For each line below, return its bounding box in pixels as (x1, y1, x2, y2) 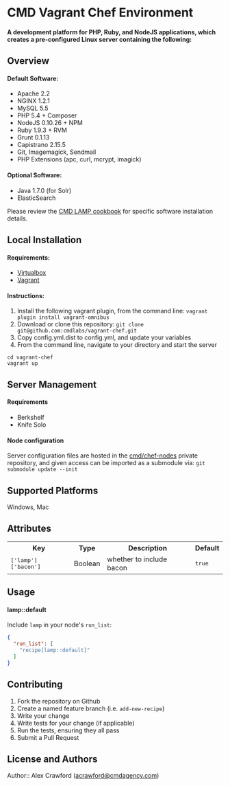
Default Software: (7, 74, 59, 82)
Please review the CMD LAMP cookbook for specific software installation (7, 207, 214, 215)
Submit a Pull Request (16, 733, 79, 741)
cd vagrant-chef (7, 354, 53, 361)
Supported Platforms (7, 484, 99, 496)
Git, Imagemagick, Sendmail (16, 148, 97, 156)
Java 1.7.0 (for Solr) (16, 186, 72, 194)
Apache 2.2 (16, 89, 50, 98)
